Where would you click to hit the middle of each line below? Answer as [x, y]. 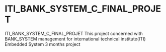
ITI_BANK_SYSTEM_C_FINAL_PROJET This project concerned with [74, 33]
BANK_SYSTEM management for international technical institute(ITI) [75, 39]
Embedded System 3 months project [43, 44]
